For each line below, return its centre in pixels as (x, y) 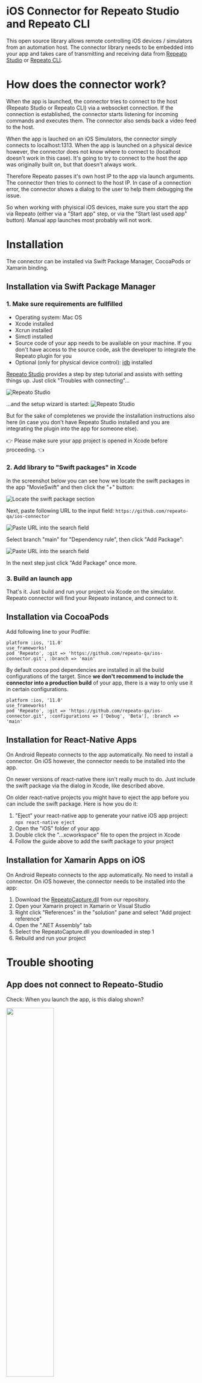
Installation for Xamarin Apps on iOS (76, 860)
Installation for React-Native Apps (72, 740)
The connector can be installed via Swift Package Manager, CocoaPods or (99, 261)
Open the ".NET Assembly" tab (53, 925)
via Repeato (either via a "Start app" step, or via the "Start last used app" (97, 214)
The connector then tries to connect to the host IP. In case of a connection (99, 182)
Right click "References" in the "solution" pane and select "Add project (103, 912)
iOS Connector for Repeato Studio (93, 11)
